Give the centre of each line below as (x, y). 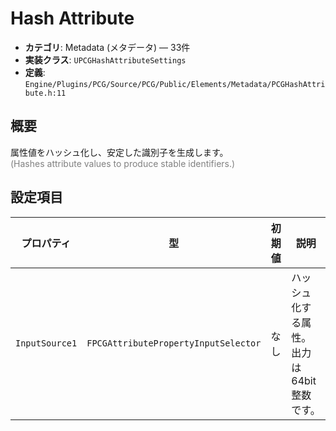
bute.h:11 (45, 93)
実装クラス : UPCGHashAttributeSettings (105, 59)
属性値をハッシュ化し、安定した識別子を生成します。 (119, 152)
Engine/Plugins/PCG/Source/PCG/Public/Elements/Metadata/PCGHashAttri (175, 84)
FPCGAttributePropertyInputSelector (174, 343)
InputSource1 (46, 343)
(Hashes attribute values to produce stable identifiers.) (123, 163)
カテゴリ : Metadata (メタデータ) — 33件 (107, 47)
